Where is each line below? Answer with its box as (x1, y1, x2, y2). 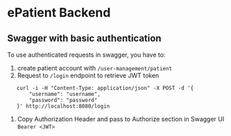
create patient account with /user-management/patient (17, 64, 172, 72)
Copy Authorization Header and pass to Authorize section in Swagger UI (17, 115, 225, 123)
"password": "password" (28, 97, 98, 104)
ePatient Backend (7, 5, 111, 21)
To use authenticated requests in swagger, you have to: (7, 50, 166, 59)
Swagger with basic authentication (7, 32, 162, 44)
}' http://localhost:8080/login (16, 103, 110, 110)
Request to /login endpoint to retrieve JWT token (17, 71, 160, 79)
